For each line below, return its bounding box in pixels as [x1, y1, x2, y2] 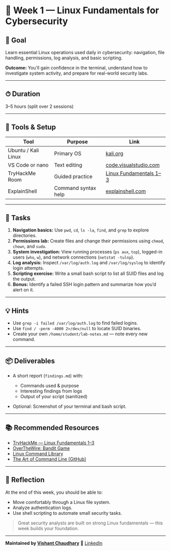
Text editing [54, 161, 82, 168]
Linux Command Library [12, 450, 64, 456]
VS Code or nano [8, 161, 49, 168]
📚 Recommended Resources [5, 424, 99, 432]
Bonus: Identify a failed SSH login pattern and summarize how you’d [12, 281, 156, 288]
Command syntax [54, 184, 97, 191]
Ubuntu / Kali [8, 147, 39, 154]
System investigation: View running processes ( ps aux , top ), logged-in [12, 249, 163, 255]
